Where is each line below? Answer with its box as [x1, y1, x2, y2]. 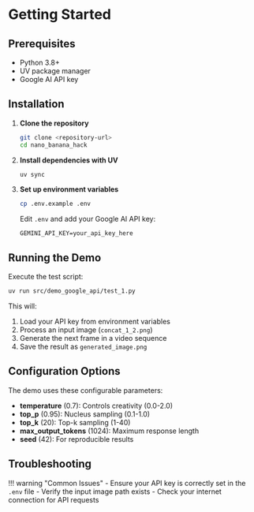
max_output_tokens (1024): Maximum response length [19, 426, 200, 435]
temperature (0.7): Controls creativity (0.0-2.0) [19, 401, 174, 410]
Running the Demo [8, 251, 102, 264]
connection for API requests [8, 495, 99, 504]
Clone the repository [19, 118, 89, 128]
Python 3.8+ [19, 58, 61, 67]
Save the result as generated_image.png [19, 342, 148, 351]
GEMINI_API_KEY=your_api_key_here [19, 230, 133, 237]
